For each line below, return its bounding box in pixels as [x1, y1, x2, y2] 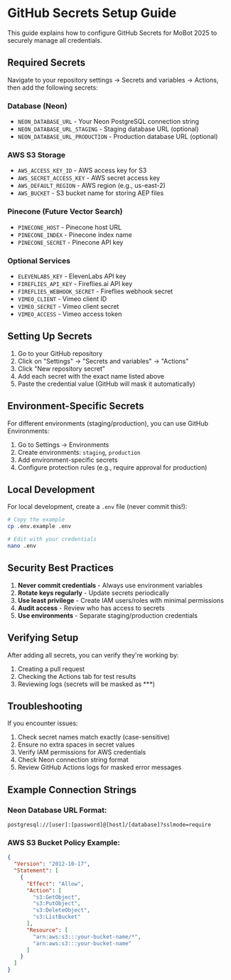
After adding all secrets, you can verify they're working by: [7, 650, 179, 659]
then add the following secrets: [7, 83, 98, 92]
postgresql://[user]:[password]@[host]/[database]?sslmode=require [7, 821, 212, 828]
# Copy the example [7, 516, 65, 524]
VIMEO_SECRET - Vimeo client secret [17, 302, 119, 310]
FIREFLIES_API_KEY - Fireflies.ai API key [17, 279, 133, 288]
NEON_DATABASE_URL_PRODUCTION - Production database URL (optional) [17, 132, 218, 141]
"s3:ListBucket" [33, 913, 81, 921]
